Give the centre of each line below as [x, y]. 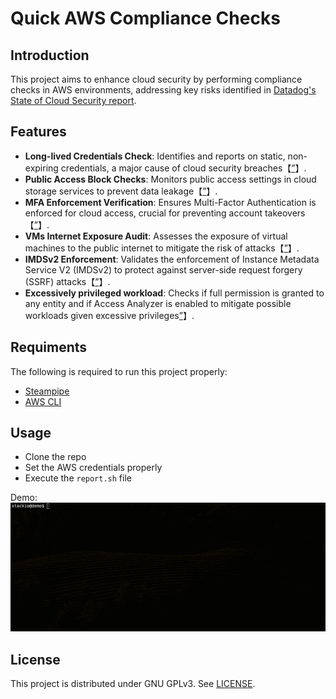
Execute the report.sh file [78, 478]
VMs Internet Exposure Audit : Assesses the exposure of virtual [156, 236]
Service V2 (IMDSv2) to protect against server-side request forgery [163, 269]
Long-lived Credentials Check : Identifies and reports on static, [155, 156]
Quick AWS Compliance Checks [145, 18]
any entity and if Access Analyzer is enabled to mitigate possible [158, 303]
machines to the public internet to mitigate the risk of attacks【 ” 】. [162, 248]
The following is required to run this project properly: [119, 371]
